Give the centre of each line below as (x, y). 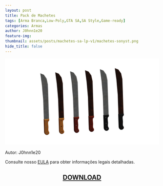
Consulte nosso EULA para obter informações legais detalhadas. (70, 162)
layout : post (18, 10)
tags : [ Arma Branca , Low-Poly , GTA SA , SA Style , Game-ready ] (65, 21)
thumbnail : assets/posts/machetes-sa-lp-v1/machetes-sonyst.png (72, 41)
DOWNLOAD (82, 177)
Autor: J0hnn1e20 (23, 153)
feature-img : (18, 36)
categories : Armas (24, 26)
